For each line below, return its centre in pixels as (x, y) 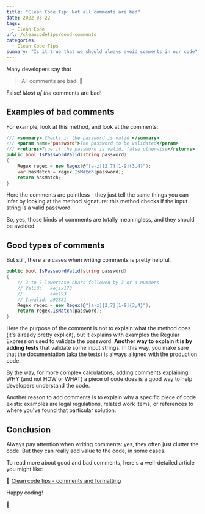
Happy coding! (25, 493)
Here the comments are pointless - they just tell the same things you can (98, 195)
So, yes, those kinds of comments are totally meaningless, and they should (100, 220)
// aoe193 (42, 294)
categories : (21, 40)
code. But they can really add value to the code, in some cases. (86, 451)
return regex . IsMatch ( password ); (60, 311)
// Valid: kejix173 (45, 288)
